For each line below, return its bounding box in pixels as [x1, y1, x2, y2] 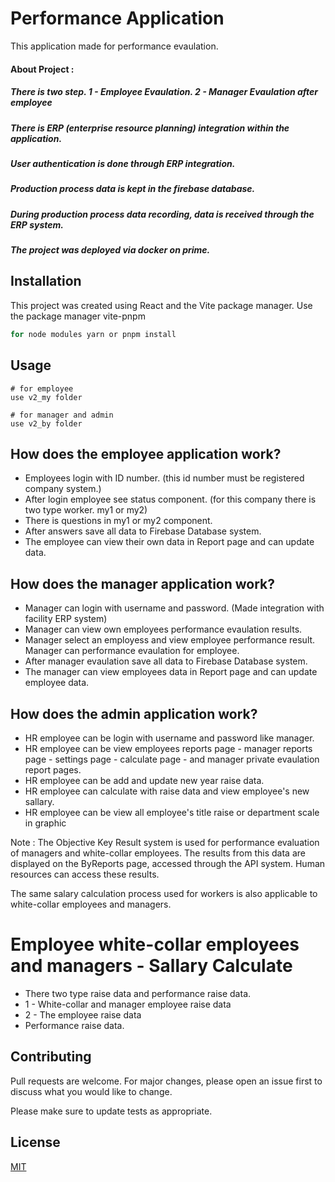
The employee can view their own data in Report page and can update [24, 536, 315, 548]
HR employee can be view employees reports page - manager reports [24, 742, 313, 754]
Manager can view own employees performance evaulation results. [24, 623, 303, 636]
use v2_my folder [10, 392, 83, 402]
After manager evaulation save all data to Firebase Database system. [24, 655, 308, 667]
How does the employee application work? [10, 445, 282, 462]
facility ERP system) [24, 613, 108, 625]
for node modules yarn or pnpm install [10, 329, 177, 339]
